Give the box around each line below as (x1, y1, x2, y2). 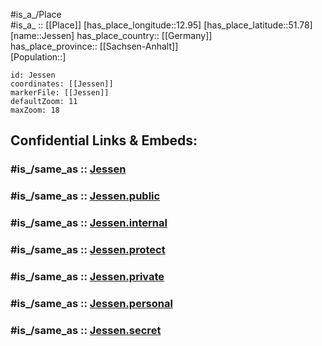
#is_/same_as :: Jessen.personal (10, 296, 173, 310)
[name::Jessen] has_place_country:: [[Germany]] (10, 30, 213, 41)
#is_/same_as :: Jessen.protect (10, 243, 166, 257)
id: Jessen (10, 70, 56, 80)
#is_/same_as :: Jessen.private (10, 270, 165, 283)
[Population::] (10, 51, 67, 63)
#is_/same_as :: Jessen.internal (10, 216, 168, 230)
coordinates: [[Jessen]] (10, 79, 114, 89)
